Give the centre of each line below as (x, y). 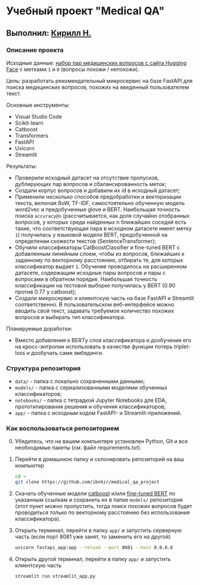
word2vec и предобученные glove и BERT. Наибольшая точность (97, 209)
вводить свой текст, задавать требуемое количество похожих (94, 311)
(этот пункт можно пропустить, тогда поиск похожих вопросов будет (103, 506)
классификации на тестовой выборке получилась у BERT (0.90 (95, 285)
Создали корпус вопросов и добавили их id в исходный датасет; (97, 190)
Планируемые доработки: (39, 329)
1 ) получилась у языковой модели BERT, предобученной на (91, 234)
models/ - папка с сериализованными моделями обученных (91, 388)
